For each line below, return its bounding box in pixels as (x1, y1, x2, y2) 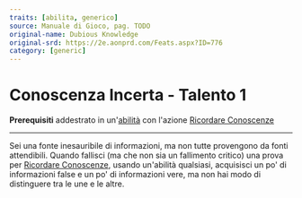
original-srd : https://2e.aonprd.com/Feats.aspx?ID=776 (9, 38, 223, 47)
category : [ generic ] (9, 47, 87, 56)
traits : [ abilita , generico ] (9, 13, 119, 22)
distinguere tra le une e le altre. (9, 178, 125, 189)
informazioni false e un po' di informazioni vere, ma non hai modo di (9, 169, 262, 180)
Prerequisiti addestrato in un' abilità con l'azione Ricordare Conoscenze (9, 115, 274, 125)
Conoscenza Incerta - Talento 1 (9, 85, 247, 106)
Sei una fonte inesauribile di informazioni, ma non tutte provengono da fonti (9, 141, 289, 151)
